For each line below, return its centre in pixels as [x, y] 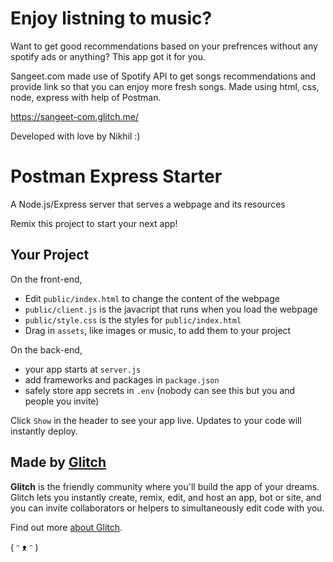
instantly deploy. [44, 431]
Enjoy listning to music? [111, 18]
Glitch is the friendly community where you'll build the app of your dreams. [165, 486]
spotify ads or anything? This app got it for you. [108, 56]
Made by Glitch [58, 462]
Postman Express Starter [116, 176]
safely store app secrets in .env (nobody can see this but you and [160, 390]
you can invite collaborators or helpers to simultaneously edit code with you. [167, 508]
